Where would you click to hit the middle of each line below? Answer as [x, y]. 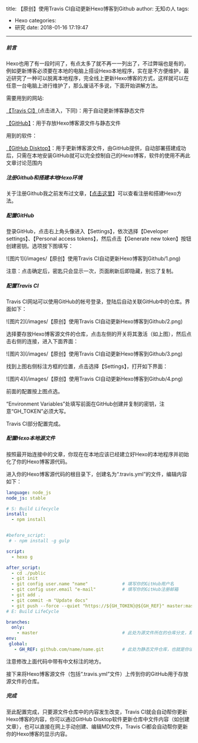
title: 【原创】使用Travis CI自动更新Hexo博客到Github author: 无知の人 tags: [98, 9]
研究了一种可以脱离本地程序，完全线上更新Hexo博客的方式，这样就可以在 [100, 78]
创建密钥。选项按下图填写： [40, 246]
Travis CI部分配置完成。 [35, 423]
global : [18, 644]
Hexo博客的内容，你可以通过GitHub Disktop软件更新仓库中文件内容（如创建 [98, 719]
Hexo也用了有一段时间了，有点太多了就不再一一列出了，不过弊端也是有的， [98, 63]
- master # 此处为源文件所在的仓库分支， [103, 633]
